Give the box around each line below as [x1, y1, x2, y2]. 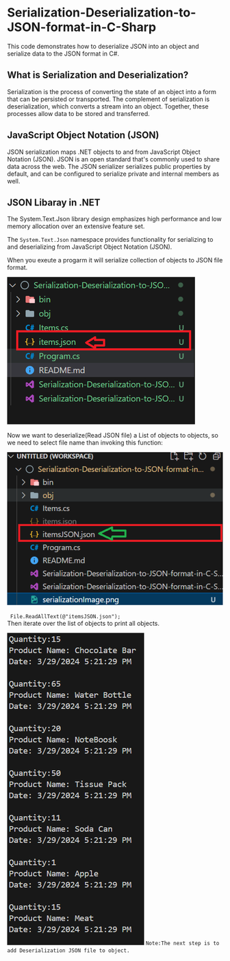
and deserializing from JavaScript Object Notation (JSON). [7, 242, 172, 251]
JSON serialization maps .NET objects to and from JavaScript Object [7, 148, 201, 156]
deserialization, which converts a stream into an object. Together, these [7, 102, 209, 111]
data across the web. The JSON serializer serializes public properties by [7, 162, 211, 170]
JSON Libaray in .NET [7, 196, 101, 208]
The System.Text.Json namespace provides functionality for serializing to [7, 236, 214, 244]
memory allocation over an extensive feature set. [7, 222, 145, 231]
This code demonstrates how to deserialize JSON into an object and [7, 42, 200, 50]
